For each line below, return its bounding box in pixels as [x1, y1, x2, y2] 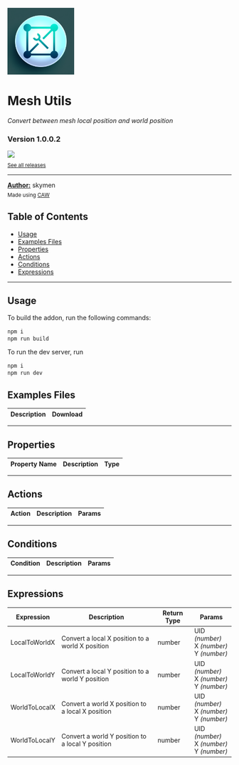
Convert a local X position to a [61, 634, 149, 643]
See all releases [7, 162, 46, 169]
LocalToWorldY [10, 670, 55, 680]
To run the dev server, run [7, 348, 84, 357]
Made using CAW [7, 191, 50, 199]
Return [162, 609, 184, 618]
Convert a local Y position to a [61, 667, 149, 675]
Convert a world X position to [61, 699, 147, 708]
